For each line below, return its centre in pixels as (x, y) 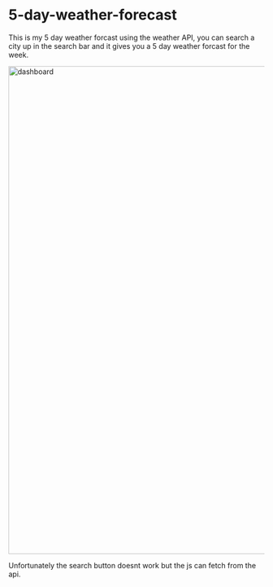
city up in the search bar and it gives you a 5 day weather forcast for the (129, 46)
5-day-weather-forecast (93, 15)
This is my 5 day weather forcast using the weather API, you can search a (132, 37)
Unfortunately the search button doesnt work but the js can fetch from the (132, 565)
